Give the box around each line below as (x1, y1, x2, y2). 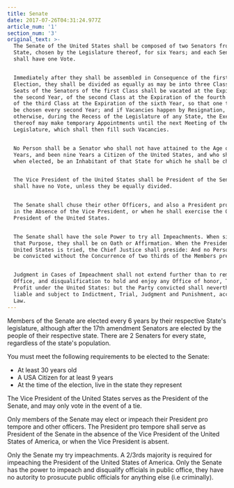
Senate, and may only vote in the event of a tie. (7, 402, 143, 410)
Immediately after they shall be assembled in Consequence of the (13, 74, 210, 81)
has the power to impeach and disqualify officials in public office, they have (7, 465, 224, 474)
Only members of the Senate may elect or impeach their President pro (7, 415, 208, 423)
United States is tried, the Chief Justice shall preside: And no (13, 246, 210, 253)
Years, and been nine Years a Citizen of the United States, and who (13, 151, 219, 158)
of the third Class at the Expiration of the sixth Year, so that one (13, 100, 223, 107)
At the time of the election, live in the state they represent (17, 381, 182, 389)
